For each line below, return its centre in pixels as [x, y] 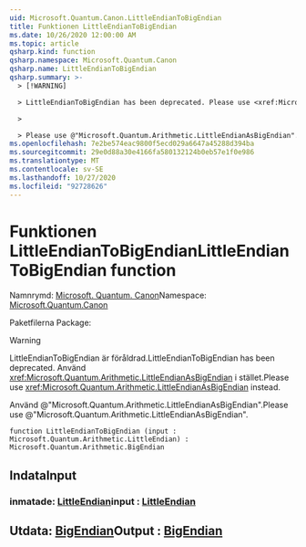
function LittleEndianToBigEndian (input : [93, 431]
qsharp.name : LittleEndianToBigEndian [83, 69]
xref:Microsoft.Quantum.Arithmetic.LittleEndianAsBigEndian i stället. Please [149, 378]
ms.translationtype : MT [55, 161]
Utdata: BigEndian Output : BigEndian [116, 531]
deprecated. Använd [48, 368]
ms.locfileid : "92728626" [58, 186]
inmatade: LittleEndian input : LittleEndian [102, 501]
